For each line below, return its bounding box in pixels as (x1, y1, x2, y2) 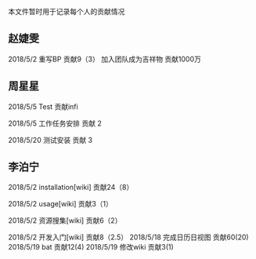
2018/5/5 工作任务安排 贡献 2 (8, 119, 102, 128)
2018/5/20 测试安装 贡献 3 (8, 135, 92, 144)
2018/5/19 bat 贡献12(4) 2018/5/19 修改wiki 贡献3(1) (8, 243, 174, 252)
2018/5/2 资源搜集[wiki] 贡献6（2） (8, 216, 122, 225)
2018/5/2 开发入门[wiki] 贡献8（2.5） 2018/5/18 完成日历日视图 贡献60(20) (8, 232, 249, 242)
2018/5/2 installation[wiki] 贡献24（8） (8, 183, 134, 192)
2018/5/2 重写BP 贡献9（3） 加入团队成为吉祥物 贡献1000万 (8, 54, 202, 64)
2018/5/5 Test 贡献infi (8, 101, 78, 111)
